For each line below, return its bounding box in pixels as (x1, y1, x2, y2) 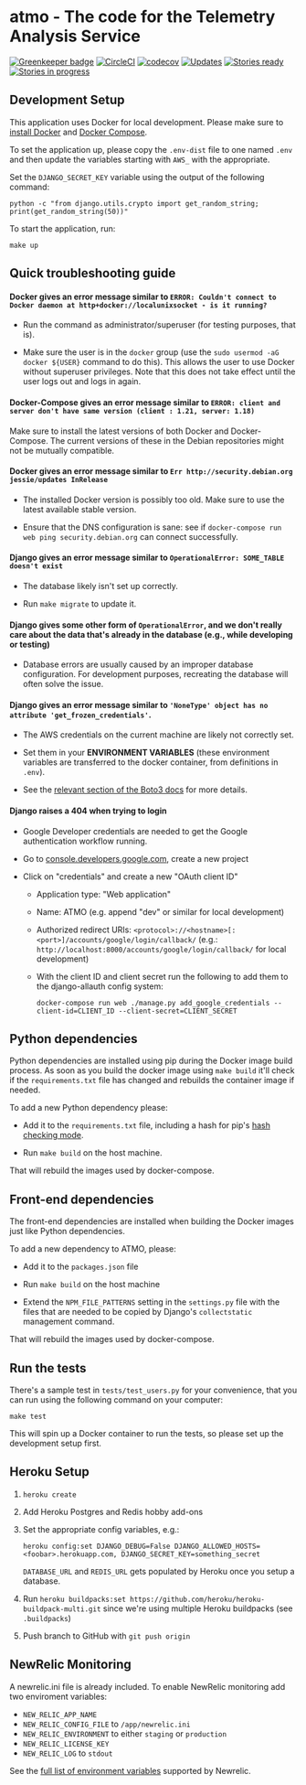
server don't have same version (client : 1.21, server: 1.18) (9, 406, 256, 415)
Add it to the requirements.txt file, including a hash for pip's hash (22, 1120, 271, 1131)
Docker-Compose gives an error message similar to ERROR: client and (9, 396, 281, 408)
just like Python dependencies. (9, 1226, 126, 1237)
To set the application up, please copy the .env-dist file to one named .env (9, 144, 293, 155)
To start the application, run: (9, 222, 116, 234)
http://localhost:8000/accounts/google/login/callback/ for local (36, 943, 287, 954)
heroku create (22, 1489, 77, 1500)
